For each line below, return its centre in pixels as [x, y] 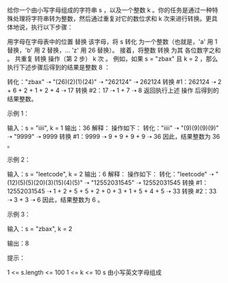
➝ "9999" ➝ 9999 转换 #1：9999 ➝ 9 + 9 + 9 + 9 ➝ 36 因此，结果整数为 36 [114, 136]
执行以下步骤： [52, 27]
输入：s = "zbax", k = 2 [40, 229]
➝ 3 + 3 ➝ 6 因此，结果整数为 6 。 [55, 200]
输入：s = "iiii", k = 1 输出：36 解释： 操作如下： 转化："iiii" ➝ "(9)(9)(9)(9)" [113, 128]
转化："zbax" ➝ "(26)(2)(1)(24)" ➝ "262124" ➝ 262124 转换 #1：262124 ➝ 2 [114, 82]
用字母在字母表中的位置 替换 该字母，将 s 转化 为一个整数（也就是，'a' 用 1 [112, 42]
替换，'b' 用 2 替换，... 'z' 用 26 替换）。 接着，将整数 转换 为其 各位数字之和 [114, 50]
